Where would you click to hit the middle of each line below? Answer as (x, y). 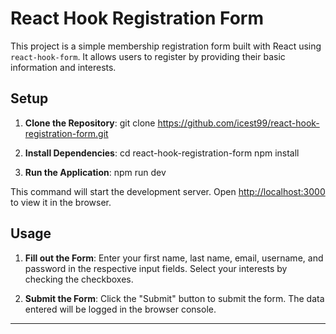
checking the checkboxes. (79, 279)
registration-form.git (66, 133)
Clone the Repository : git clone (90, 123)
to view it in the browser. (61, 202)
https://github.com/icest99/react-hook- (238, 123)
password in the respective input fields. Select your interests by (156, 268)
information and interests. (63, 67)
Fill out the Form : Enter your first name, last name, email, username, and (174, 258)
